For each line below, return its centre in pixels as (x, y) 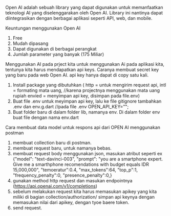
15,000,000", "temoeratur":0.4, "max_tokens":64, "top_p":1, (75, 170)
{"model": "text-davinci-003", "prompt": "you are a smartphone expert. (88, 159)
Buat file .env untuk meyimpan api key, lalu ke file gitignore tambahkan (87, 101)
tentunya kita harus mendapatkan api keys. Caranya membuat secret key (82, 69)
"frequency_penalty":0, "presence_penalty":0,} (62, 175)
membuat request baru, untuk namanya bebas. (62, 148)
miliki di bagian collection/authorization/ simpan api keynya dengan (84, 197)
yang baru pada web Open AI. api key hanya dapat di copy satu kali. (77, 75)
